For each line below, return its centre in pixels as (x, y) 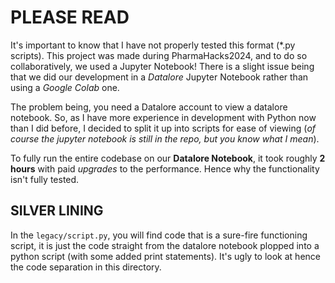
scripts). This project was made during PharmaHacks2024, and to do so (159, 55)
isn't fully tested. (45, 179)
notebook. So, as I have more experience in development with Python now (163, 117)
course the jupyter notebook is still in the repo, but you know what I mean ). (165, 138)
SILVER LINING (57, 211)
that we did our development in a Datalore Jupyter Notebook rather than (159, 77)
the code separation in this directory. (86, 267)
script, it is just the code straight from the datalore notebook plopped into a (165, 245)
